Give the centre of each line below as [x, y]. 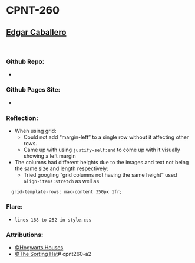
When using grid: [36, 131]
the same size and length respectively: [62, 168]
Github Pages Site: [33, 90]
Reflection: [22, 118]
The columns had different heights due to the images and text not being [102, 162]
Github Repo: [25, 61]
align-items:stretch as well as [61, 181]
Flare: [15, 206]
